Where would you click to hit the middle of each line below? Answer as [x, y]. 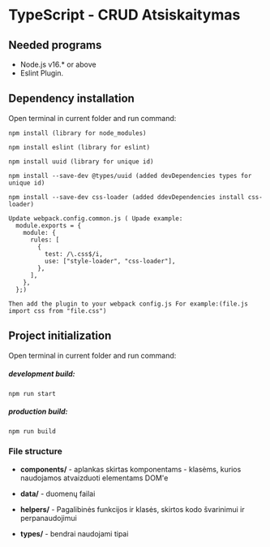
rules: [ [45, 240]
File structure [35, 451]
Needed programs [55, 45]
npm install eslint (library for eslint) [79, 147]
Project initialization [60, 336]
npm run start [32, 393]
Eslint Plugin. [42, 73]
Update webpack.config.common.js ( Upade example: [96, 218]
